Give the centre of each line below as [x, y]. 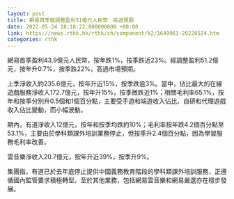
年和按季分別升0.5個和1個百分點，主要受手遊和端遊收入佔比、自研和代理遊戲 [117, 101]
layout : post [26, 14]
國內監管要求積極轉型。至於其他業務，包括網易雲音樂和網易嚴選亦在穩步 [117, 180]
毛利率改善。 [31, 142]
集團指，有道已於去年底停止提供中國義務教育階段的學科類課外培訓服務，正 [114, 172]
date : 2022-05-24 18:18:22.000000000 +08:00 [73, 26]
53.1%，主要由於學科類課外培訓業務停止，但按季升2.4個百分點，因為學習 [112, 134]
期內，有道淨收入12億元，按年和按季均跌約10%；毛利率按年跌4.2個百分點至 [116, 125]
